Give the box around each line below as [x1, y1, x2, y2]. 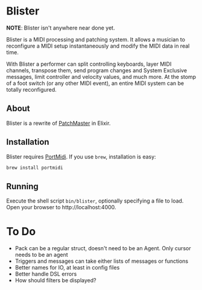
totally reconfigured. [6, 86, 57, 93]
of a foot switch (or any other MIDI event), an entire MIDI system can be [6, 80, 185, 87]
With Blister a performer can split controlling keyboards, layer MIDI [6, 60, 172, 68]
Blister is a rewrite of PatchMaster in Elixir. [6, 119, 111, 127]
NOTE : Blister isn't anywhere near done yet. [6, 24, 115, 31]
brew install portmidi [6, 165, 63, 171]
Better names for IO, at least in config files [14, 264, 120, 271]
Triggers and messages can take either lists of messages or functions [14, 257, 189, 265]
